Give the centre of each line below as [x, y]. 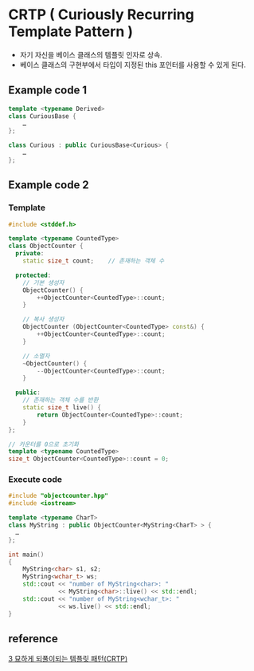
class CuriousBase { [43, 116]
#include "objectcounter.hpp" [59, 496]
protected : [33, 275]
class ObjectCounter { [46, 246]
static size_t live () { [62, 408]
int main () [26, 555]
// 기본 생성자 [43, 282]
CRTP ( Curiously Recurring [102, 15]
